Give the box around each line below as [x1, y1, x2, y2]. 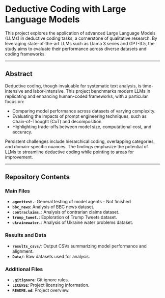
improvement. [5, 154, 33, 160]
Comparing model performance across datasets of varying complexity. [12, 108, 156, 114]
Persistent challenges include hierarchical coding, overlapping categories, [5, 138, 155, 144]
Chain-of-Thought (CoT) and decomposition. [12, 118, 103, 124]
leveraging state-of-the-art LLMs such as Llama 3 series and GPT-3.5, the [5, 40, 155, 46]
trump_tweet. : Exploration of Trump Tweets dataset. [12, 215, 117, 220]
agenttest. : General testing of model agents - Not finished [12, 199, 131, 205]
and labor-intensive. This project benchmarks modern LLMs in [24, 88, 151, 94]
